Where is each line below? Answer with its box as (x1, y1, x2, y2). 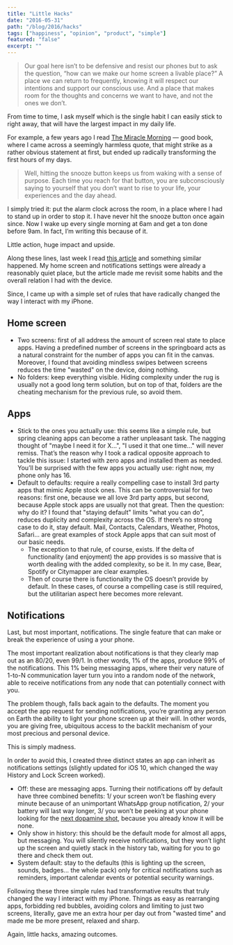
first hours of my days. (7, 156, 72, 164)
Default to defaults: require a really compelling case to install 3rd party (17, 478, 220, 487)
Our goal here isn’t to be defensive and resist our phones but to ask (24, 62, 218, 70)
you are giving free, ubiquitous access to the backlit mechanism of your (7, 722, 213, 730)
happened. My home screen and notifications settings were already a (7, 262, 207, 269)
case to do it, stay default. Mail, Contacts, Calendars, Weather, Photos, (17, 522, 220, 531)
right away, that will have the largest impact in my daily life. (7, 120, 176, 128)
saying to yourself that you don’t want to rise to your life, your (24, 184, 201, 192)
